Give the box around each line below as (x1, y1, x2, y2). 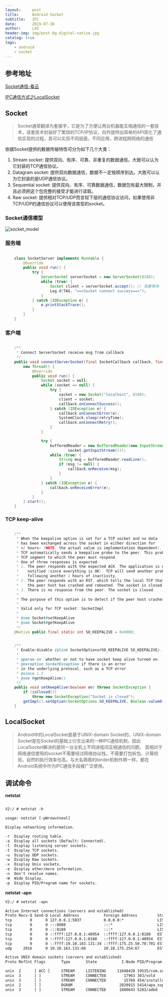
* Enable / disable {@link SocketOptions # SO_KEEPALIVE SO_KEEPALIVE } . (16, 648, 162, 653)
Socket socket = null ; (40, 378, 88, 383)
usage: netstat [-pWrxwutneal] (5, 816, 70, 821)
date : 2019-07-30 (5, 21, 55, 27)
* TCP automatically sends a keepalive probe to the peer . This (16, 550, 153, 555)
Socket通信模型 (5, 214, 43, 221)
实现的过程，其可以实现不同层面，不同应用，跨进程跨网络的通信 (21, 136, 153, 142)
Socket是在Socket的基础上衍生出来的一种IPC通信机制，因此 (17, 737, 141, 743)
